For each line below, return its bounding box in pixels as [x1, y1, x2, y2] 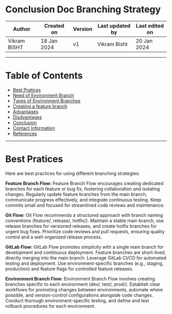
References [12, 130, 37, 137]
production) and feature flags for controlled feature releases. [5, 266, 134, 272]
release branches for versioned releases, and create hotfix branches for [5, 223, 157, 229]
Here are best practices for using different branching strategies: [5, 170, 140, 176]
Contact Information [12, 125, 55, 131]
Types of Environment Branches [12, 98, 81, 104]
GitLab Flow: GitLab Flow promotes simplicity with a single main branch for [5, 244, 164, 250]
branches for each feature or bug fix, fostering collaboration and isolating [5, 186, 160, 192]
